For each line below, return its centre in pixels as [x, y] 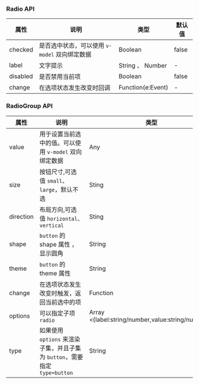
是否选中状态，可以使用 [72, 46]
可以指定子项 [57, 313]
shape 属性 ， [59, 244]
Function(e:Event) [143, 88]
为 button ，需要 [61, 357]
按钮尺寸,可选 [58, 172]
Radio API [20, 9]
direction [22, 216]
